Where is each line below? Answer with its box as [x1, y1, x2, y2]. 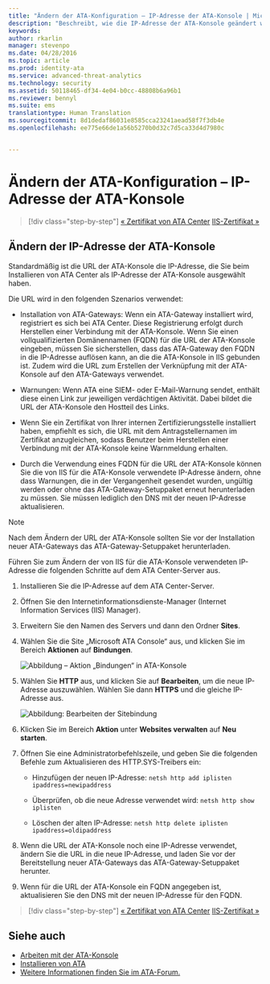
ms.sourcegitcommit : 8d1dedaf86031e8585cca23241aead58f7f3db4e [8, 117, 225, 125]
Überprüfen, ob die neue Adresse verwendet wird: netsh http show [31, 795, 255, 805]
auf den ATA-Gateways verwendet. [48, 369, 165, 379]
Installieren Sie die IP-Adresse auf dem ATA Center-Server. [19, 581, 215, 591]
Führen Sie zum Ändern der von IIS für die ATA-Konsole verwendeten [8, 557, 238, 566]
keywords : [8, 27, 42, 35]
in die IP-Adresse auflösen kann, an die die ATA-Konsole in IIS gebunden [19, 352, 260, 362]
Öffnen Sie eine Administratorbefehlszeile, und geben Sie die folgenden [19, 748, 258, 758]
